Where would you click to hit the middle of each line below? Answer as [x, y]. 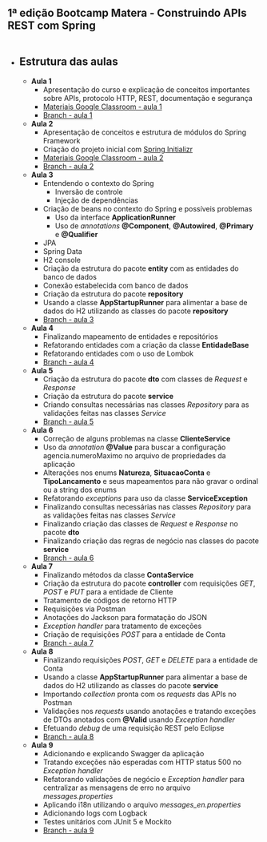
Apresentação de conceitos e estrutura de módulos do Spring [145, 132]
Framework [62, 140]
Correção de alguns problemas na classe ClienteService [137, 438]
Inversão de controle [89, 191]
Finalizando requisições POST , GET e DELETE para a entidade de [150, 659]
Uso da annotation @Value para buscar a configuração [134, 447]
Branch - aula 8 [68, 736]
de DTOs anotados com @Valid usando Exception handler [139, 719]
